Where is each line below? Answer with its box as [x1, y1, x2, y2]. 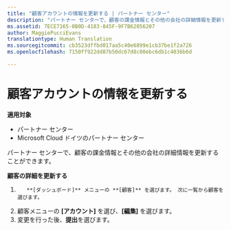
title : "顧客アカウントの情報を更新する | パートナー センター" [7, 10, 170, 17]
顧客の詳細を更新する [7, 171, 67, 180]
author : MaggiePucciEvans [7, 29, 81, 36]
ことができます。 [7, 156, 55, 165]
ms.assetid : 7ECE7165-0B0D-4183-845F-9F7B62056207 [7, 23, 155, 30]
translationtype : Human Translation [7, 36, 112, 43]
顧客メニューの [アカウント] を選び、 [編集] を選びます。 [16, 207, 176, 215]
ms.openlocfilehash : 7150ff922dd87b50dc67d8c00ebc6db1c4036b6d [7, 49, 192, 56]
